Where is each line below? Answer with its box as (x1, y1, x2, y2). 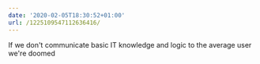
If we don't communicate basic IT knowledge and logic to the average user (8, 40, 252, 49)
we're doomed (8, 48, 55, 58)
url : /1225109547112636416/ (8, 19, 101, 27)
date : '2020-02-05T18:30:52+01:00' (8, 11, 126, 20)
